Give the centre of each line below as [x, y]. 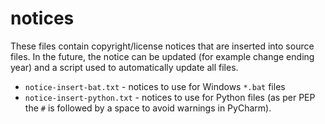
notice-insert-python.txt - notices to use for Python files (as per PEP [170, 97]
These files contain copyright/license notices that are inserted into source [162, 46]
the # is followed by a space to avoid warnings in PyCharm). [148, 108]
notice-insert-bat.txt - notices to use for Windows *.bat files [155, 86]
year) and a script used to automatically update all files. [124, 67]
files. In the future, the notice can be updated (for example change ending [162, 56]
